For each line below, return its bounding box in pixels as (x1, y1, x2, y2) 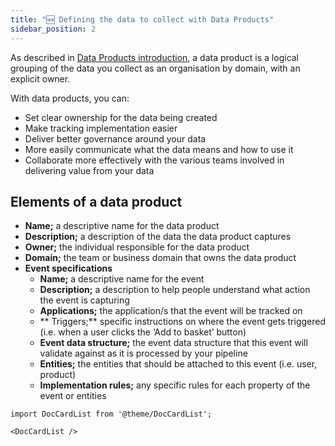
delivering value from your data (24, 164, 155, 176)
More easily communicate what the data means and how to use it (24, 143, 294, 155)
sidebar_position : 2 (10, 24, 97, 34)
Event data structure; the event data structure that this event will (39, 337, 308, 349)
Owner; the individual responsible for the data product (24, 241, 250, 253)
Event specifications (24, 262, 113, 275)
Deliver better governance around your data (24, 132, 207, 145)
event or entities (39, 390, 107, 402)
